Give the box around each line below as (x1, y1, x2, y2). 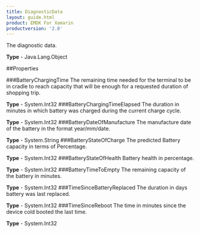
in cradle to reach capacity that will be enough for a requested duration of (6, 83, 189, 90)
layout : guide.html (6, 14, 55, 20)
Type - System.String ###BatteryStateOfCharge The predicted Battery (6, 137, 181, 144)
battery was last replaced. (6, 191, 71, 198)
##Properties (6, 65, 39, 72)
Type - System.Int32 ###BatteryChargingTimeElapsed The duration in (6, 101, 180, 108)
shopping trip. (6, 89, 41, 96)
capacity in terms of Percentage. (6, 143, 87, 150)
